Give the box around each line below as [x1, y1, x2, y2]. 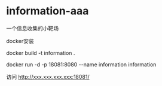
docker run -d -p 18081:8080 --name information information [6, 61, 157, 68]
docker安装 [6, 37, 34, 44]
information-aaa [6, 4, 89, 18]
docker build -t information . [6, 49, 75, 56]
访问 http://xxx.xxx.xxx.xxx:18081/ [6, 73, 90, 80]
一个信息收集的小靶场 [6, 24, 59, 32]
